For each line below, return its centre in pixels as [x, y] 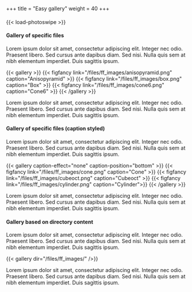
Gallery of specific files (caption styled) [55, 128]
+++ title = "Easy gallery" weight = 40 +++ [58, 9]
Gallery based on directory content [50, 222]
